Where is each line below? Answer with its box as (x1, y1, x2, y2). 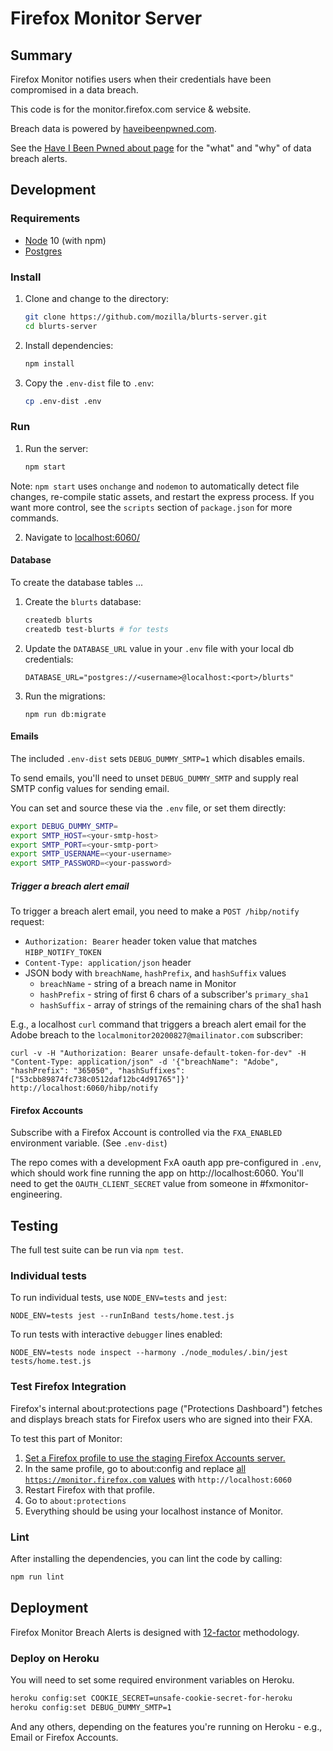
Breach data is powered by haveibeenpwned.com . (10, 123, 217, 134)
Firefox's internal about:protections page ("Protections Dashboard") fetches (10, 1402, 323, 1414)
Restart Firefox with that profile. (24, 1483, 156, 1496)
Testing (10, 1217, 59, 1234)
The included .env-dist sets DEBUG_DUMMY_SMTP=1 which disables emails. (10, 752, 305, 764)
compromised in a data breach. (10, 84, 139, 96)
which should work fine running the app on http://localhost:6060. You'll (10, 1167, 304, 1179)
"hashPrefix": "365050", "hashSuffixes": (10, 1066, 186, 1076)
